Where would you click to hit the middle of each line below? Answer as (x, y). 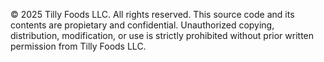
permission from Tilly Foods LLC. (78, 46)
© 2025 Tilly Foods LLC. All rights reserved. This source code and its (152, 14)
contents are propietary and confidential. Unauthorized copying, (142, 25)
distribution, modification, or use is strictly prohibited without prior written (162, 35)
